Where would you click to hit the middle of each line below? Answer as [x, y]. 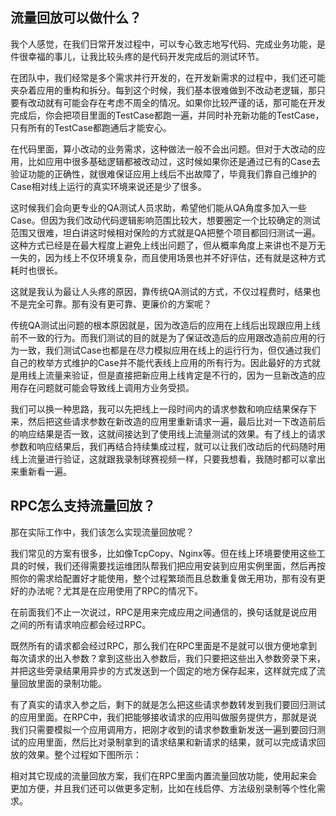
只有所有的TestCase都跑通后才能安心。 [91, 127]
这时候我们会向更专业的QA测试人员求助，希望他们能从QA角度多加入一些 [158, 207]
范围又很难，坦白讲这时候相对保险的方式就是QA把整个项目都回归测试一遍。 [165, 232]
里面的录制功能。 [71, 683]
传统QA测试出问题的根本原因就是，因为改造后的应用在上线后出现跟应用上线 [165, 325]
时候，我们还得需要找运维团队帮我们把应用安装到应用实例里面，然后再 [172, 565]
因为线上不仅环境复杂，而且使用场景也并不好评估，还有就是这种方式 [185, 257]
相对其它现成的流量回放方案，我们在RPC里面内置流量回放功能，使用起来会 [164, 775]
